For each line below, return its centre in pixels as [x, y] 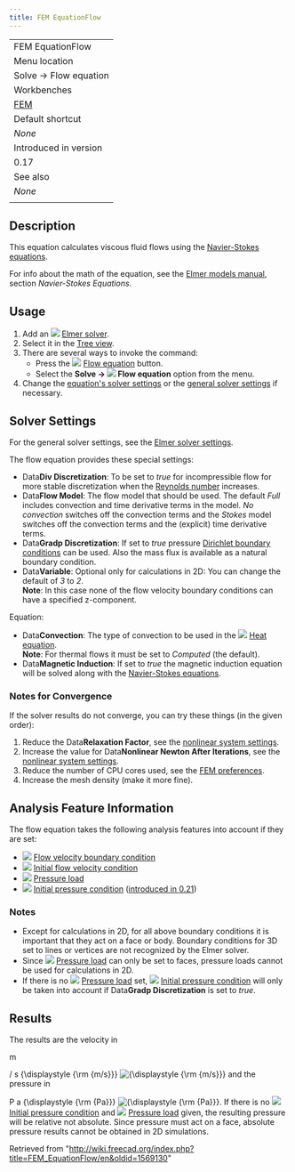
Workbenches [43, 90]
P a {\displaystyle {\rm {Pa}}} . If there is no [140, 1102]
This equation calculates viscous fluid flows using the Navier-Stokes [134, 247]
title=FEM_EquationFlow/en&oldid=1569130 [89, 1159]
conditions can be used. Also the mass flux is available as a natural [144, 553]
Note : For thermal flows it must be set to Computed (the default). [141, 654]
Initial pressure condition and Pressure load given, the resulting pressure [147, 1112]
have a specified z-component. [80, 600]
